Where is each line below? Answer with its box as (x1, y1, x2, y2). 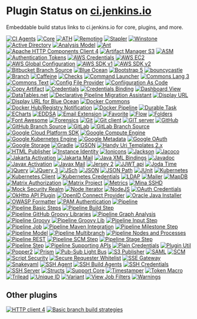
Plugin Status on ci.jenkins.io (6, 4, 152, 18)
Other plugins (6, 290, 58, 300)
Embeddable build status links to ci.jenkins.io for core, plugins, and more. (6, 24, 183, 31)
